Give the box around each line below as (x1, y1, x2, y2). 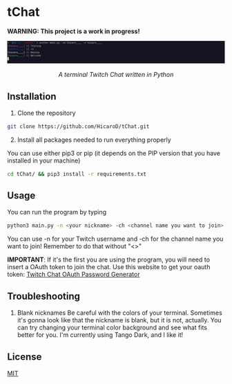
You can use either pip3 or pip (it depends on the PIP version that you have (7, 149, 221, 157)
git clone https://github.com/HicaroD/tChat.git (7, 122, 150, 130)
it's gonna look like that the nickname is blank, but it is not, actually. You (17, 316, 222, 324)
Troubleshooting (7, 290, 81, 302)
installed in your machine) (7, 156, 81, 165)
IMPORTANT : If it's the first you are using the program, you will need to (7, 255, 211, 264)
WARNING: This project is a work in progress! (7, 27, 140, 35)
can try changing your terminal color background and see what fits (17, 323, 207, 332)
